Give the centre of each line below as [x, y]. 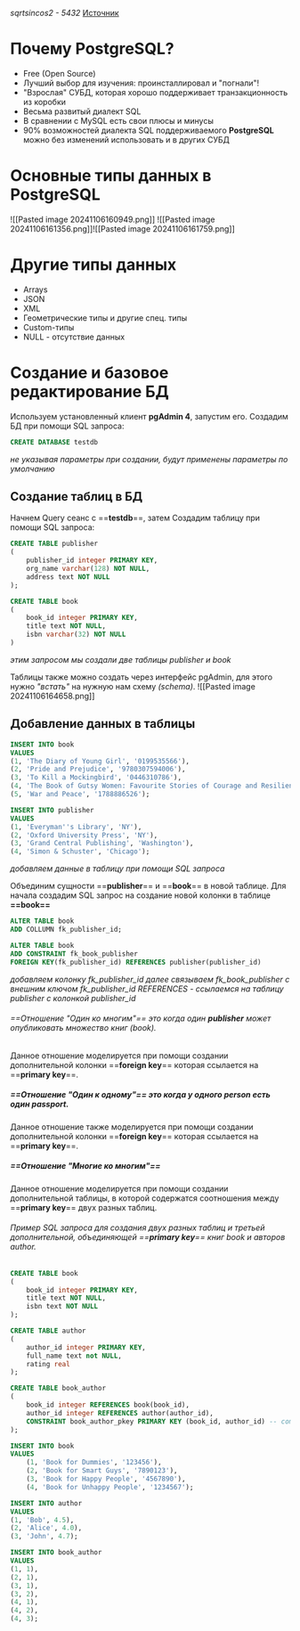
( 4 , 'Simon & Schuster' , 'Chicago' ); [80, 852]
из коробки [44, 102]
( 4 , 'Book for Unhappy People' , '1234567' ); [110, 1487]
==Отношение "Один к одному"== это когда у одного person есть [140, 1095]
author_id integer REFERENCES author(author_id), [120, 1413]
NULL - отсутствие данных [74, 337]
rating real [48, 1364]
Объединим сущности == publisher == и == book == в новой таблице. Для [148, 886]
